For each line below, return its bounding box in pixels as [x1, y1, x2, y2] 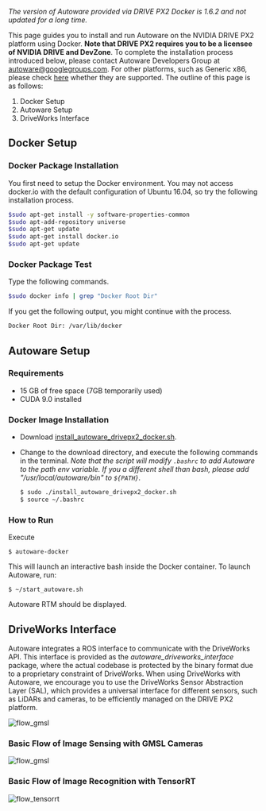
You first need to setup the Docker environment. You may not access [8, 178, 233, 187]
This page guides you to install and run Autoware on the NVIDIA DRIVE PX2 [8, 31, 255, 40]
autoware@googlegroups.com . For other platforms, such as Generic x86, [8, 64, 248, 74]
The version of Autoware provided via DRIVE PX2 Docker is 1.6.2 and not [8, 7, 247, 16]
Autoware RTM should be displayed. [8, 600, 127, 609]
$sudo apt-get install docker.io [8, 233, 119, 241]
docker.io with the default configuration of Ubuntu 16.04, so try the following [8, 187, 258, 196]
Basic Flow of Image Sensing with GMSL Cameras [8, 738, 204, 749]
